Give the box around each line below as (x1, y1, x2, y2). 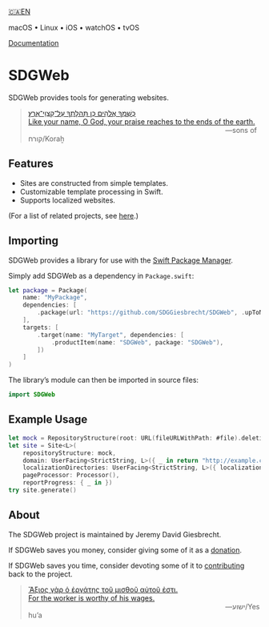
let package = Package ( (8, 286, 88, 295)
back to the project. (8, 569, 74, 579)
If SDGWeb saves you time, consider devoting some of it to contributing (8, 561, 245, 570)
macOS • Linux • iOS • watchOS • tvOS (8, 23, 140, 32)
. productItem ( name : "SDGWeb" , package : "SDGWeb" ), (50, 338, 224, 347)
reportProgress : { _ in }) (22, 479, 113, 487)
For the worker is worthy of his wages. (27, 593, 155, 603)
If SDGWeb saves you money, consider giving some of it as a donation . (8, 545, 243, 555)
